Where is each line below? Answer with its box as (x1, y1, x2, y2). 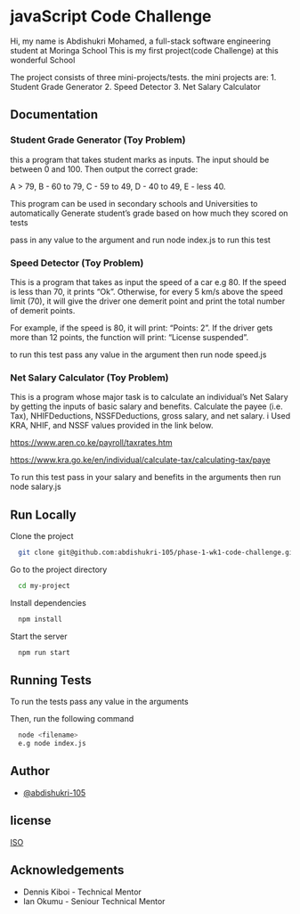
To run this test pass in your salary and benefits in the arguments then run (10, 472, 281, 483)
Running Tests (10, 673, 92, 688)
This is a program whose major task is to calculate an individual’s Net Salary (10, 392, 288, 403)
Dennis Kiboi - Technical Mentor (22, 886, 142, 897)
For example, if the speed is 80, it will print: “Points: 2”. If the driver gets (10, 322, 273, 333)
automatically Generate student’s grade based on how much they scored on (10, 208, 288, 218)
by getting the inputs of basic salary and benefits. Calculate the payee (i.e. (10, 401, 283, 412)
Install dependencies (10, 597, 87, 608)
